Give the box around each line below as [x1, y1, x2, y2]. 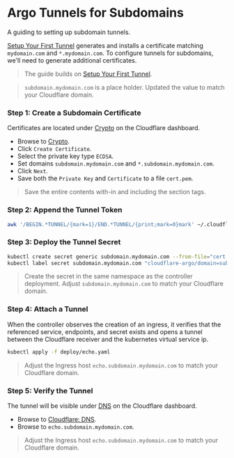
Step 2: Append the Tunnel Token [7, 205, 123, 215]
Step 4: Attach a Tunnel [7, 304, 88, 314]
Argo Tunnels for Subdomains [7, 5, 185, 21]
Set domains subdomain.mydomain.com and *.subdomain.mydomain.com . [17, 159, 214, 168]
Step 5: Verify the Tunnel [7, 386, 93, 395]
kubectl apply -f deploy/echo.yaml [7, 348, 111, 356]
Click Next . [17, 167, 49, 175]
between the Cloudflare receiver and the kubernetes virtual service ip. [7, 335, 209, 343]
